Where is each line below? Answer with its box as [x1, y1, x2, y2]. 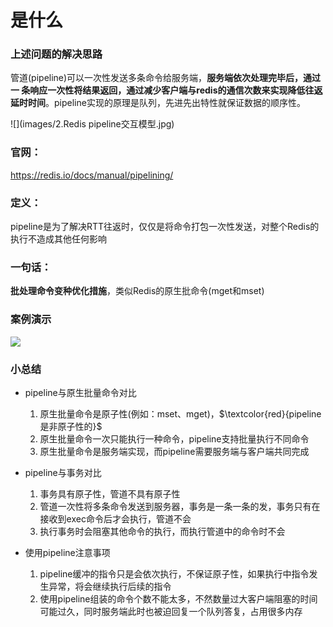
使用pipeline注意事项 [24, 546, 111, 558]
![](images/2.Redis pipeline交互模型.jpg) [10, 118, 175, 130]
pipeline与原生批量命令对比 [24, 386, 137, 398]
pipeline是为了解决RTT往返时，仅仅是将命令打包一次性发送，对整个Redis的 [10, 221, 320, 233]
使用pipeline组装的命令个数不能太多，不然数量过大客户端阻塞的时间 [39, 592, 318, 605]
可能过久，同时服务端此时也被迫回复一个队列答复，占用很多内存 [39, 605, 303, 617]
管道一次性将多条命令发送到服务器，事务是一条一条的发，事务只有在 [39, 500, 321, 512]
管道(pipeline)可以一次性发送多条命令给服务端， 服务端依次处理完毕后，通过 [10, 72, 322, 84]
